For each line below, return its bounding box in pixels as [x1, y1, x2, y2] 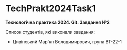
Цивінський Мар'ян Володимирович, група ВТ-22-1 [12, 38, 122, 45]
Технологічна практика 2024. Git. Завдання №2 [5, 19, 110, 25]
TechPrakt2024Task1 [5, 3, 96, 14]
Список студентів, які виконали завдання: [5, 29, 95, 35]
